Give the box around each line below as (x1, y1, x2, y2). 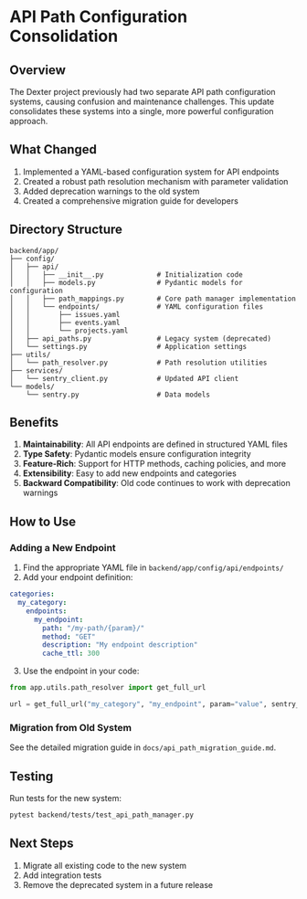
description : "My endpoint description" (42, 640, 198, 650)
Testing (9, 768, 54, 784)
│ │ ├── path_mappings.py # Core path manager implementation (9, 294, 297, 303)
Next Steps (9, 836, 74, 851)
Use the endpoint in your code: (22, 665, 140, 677)
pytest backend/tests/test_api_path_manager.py (9, 810, 195, 820)
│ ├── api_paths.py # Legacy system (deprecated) (9, 333, 272, 344)
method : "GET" (42, 632, 96, 641)
